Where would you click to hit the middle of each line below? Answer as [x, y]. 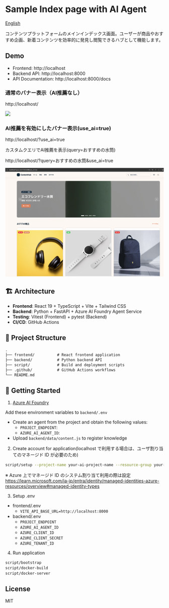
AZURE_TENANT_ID [37, 544]
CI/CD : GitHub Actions [36, 322]
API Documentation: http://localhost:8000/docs [62, 78]
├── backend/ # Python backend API [54, 360]
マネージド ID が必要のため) [50, 455]
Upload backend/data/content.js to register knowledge [70, 438]
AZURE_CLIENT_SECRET [41, 538]
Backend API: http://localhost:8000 [49, 73]
